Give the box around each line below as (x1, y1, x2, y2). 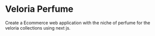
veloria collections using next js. (5, 25, 71, 31)
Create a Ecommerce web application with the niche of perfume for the (5, 20, 151, 26)
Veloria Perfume (5, 3, 73, 15)
